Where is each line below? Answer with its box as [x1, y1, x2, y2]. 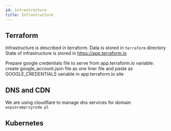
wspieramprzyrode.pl [5, 105, 50, 110]
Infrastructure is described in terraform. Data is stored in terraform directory [5, 45, 166, 51]
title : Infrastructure [5, 12, 54, 17]
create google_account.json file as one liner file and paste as [5, 65, 133, 72]
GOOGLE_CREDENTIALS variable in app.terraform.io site [5, 71, 124, 77]
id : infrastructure [5, 7, 47, 13]
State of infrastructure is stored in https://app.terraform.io [5, 50, 127, 56]
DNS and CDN [5, 85, 51, 95]
